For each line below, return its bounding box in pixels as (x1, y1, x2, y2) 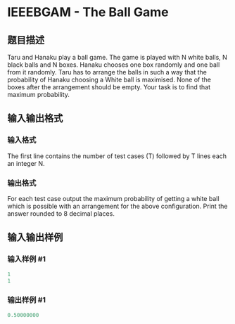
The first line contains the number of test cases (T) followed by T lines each (7, 152, 227, 160)
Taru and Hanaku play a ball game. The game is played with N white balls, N (7, 53, 227, 61)
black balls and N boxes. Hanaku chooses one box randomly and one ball (7, 60, 220, 69)
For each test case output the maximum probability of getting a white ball (7, 194, 220, 202)
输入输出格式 (7, 112, 63, 124)
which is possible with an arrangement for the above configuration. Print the (7, 202, 228, 210)
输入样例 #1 (7, 254, 46, 264)
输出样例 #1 (7, 295, 46, 305)
